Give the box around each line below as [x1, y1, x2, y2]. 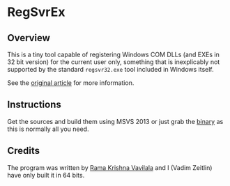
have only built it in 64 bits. [7, 171, 85, 179]
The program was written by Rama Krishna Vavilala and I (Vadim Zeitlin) [7, 163, 213, 171]
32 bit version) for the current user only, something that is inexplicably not [7, 58, 220, 66]
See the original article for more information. [7, 79, 135, 87]
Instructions [7, 99, 61, 111]
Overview [7, 32, 51, 44]
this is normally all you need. [7, 125, 89, 133]
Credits [7, 145, 40, 157]
